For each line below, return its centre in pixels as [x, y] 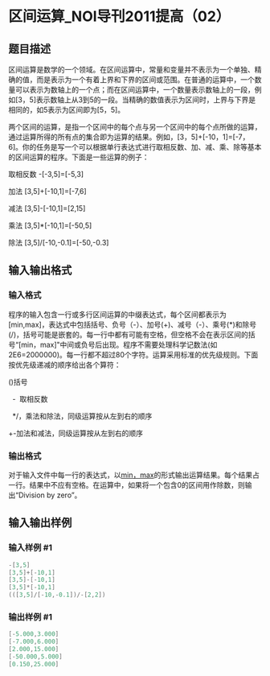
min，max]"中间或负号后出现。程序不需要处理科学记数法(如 [119, 344]
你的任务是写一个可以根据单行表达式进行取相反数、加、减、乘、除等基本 [142, 147]
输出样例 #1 [30, 616]
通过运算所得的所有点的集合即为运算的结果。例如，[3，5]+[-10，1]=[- [123, 137]
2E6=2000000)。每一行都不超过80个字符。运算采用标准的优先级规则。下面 [133, 354]
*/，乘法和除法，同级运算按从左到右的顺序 [82, 416]
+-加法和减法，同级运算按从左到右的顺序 [76, 433]
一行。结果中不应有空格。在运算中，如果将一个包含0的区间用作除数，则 [127, 484]
